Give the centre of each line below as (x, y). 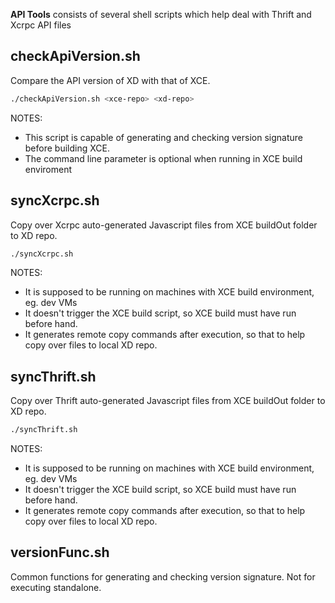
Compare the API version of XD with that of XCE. (110, 80)
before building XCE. (67, 148)
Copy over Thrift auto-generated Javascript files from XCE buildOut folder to (168, 401)
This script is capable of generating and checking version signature (163, 137)
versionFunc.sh (60, 552)
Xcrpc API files (41, 25)
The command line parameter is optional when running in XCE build (163, 158)
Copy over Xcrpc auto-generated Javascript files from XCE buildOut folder (164, 225)
